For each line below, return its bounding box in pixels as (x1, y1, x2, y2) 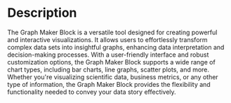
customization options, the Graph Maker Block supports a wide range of (7, 57, 216, 66)
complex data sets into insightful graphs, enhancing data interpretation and (7, 43, 225, 51)
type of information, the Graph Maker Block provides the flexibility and (7, 80, 211, 88)
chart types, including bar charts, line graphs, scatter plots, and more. (7, 65, 209, 74)
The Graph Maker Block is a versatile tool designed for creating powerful (7, 28, 218, 36)
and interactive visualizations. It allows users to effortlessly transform (7, 35, 209, 43)
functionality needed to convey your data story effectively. (7, 88, 177, 96)
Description (7, 5, 77, 21)
